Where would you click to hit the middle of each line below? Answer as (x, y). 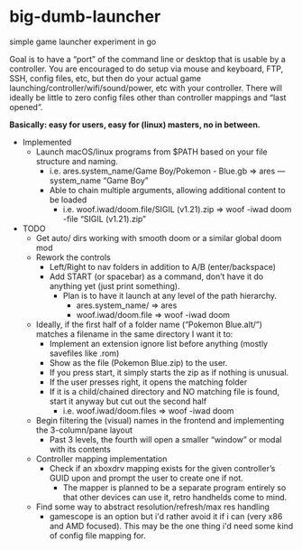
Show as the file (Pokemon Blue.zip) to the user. (138, 362)
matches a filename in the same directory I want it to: (134, 334)
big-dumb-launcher (85, 17)
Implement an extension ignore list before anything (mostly (159, 343)
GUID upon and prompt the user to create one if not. (146, 478)
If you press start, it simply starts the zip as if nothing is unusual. (169, 372)
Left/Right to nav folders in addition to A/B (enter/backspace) (163, 266)
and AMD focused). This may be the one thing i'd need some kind (171, 526)
